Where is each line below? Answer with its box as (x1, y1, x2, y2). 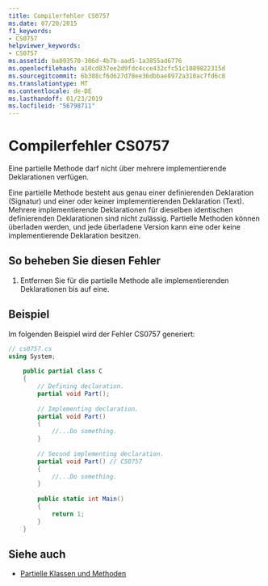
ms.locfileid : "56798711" (8, 102, 95, 110)
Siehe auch (8, 547, 66, 561)
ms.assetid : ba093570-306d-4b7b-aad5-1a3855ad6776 (8, 57, 182, 65)
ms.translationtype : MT (8, 79, 89, 87)
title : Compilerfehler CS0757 (8, 11, 111, 20)
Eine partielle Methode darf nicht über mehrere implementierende (8, 163, 227, 174)
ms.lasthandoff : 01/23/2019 (8, 95, 103, 103)
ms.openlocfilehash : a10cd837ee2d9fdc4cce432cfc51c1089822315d (8, 65, 226, 73)
